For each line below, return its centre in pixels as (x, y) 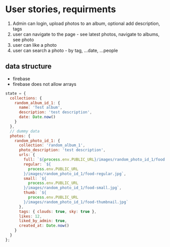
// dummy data (25, 131)
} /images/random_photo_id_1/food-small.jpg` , (73, 188)
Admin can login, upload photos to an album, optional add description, (86, 23)
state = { (16, 93)
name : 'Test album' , (40, 108)
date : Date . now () (37, 117)
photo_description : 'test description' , (62, 150)
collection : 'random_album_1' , (52, 145)
